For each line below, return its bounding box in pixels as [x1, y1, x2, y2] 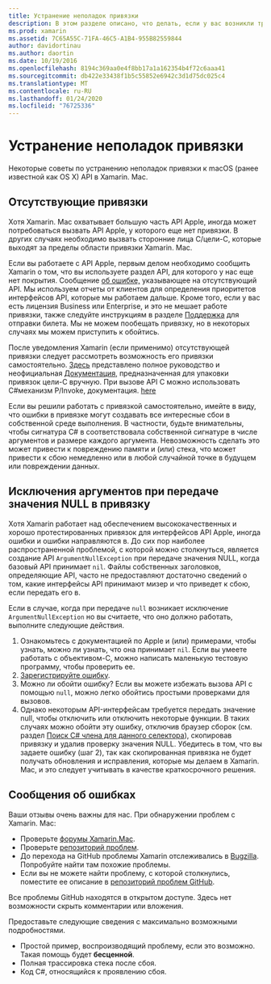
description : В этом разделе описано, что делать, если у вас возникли [8, 19, 254, 27]
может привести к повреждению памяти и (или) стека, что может [8, 444, 236, 453]
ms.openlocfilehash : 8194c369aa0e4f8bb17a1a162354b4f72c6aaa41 [8, 65, 226, 73]
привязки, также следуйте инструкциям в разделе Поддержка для [8, 309, 240, 319]
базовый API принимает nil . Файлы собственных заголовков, [8, 561, 222, 571]
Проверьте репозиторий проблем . [19, 842, 140, 852]
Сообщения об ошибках [8, 788, 136, 802]
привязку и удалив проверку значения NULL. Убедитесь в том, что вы [19, 738, 262, 748]
